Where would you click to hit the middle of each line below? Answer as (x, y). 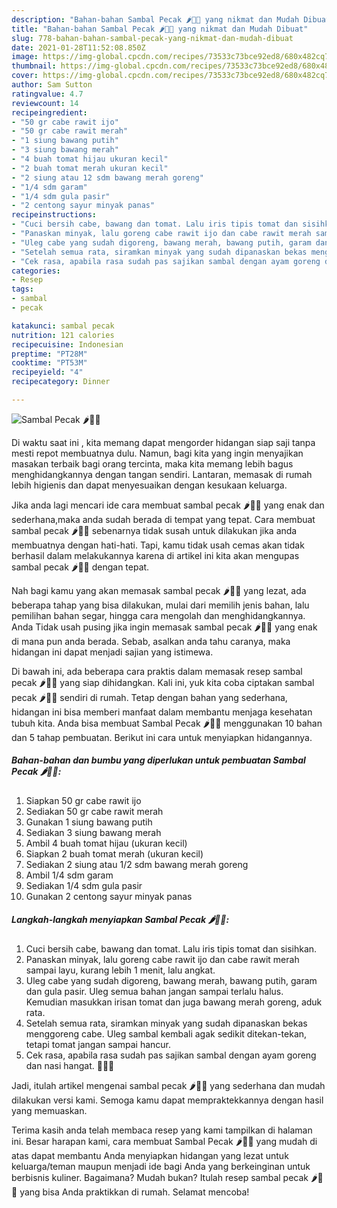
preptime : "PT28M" (49, 354)
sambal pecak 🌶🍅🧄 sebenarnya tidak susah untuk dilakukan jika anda (154, 530)
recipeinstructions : (54, 215)
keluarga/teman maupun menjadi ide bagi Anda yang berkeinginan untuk (161, 1166)
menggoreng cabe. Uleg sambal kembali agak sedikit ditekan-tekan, (166, 1033)
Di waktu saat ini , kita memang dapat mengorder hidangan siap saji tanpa (163, 442)
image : (25, 57)
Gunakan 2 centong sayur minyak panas (109, 896)
